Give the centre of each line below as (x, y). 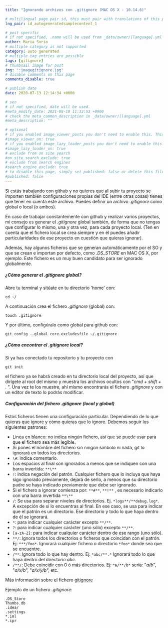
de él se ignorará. (30, 517)
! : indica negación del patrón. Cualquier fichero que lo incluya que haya (86, 474)
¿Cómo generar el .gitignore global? (43, 275)
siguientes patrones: (26, 427)
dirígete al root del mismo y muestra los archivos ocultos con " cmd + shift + (83, 382)
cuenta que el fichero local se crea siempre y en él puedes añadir (72, 232)
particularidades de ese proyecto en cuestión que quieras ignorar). (74, 238)
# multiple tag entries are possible (44, 56)
